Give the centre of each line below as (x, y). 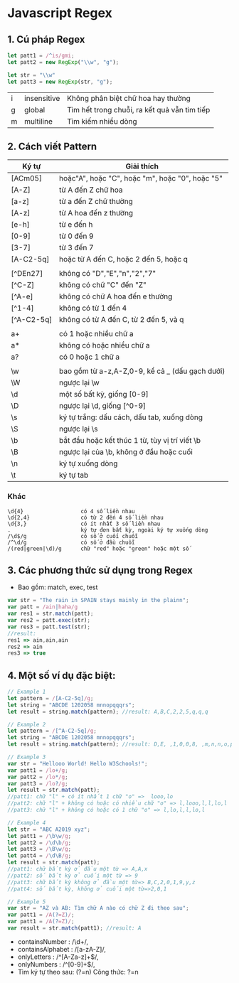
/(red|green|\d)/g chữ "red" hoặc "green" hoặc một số (99, 549)
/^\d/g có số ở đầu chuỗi (71, 542)
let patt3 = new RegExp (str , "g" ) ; (60, 82)
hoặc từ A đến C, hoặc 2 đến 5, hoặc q (124, 259)
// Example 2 (27, 724)
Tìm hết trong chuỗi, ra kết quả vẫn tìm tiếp (139, 109)
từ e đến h (76, 225)
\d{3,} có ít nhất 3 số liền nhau (84, 524)
